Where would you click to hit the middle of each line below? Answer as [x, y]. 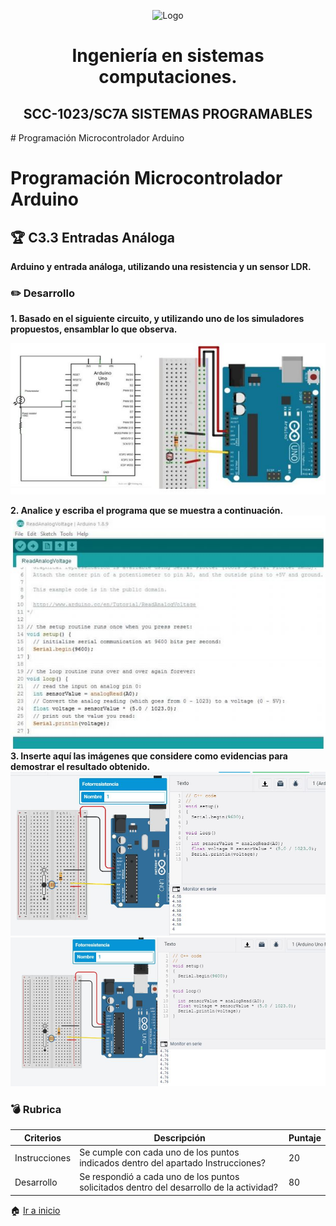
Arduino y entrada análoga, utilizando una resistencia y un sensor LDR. [161, 266]
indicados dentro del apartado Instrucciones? [173, 1163]
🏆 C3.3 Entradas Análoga [93, 237]
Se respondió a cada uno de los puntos [159, 1177]
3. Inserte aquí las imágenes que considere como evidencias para [149, 756]
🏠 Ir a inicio [35, 1210]
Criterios [42, 1137]
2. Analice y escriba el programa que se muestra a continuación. [147, 510]
